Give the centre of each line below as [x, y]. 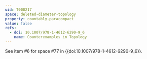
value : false [18, 23]
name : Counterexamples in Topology [51, 37]
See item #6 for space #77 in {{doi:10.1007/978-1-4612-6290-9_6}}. [74, 51]
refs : [11, 28]
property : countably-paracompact [39, 19]
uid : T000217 [18, 10]
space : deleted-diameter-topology [41, 14]
